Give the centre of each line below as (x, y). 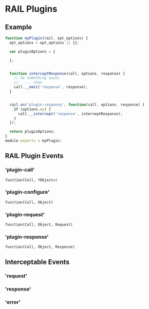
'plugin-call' (20, 170)
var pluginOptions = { (32, 51)
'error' (13, 302)
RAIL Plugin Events (34, 156)
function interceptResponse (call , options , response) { (67, 73)
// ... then (28, 82)
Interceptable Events (37, 262)
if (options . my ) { (32, 109)
